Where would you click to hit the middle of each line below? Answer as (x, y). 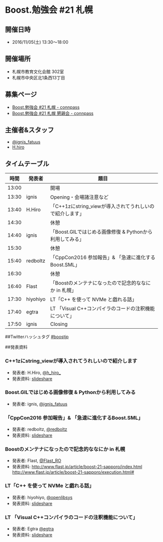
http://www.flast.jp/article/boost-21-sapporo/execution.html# (73, 472)
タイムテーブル (27, 164)
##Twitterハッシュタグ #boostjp (37, 337)
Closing (59, 324)
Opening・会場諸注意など (79, 197)
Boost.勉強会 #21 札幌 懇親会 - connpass (53, 113)
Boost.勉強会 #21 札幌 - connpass (46, 107)
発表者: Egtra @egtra (33, 529)
